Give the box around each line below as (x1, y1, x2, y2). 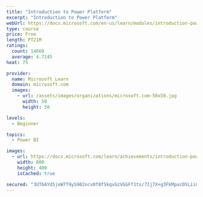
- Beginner (11, 120, 39, 127)
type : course (6, 25, 39, 32)
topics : (6, 131, 26, 138)
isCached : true (17, 170, 56, 176)
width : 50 (22, 98, 47, 105)
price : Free (6, 31, 36, 37)
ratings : (6, 43, 28, 49)
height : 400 (17, 164, 47, 171)
